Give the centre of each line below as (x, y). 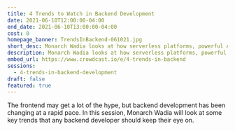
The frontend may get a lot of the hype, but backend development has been (116, 105)
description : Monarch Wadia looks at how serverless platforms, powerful (117, 53)
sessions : (22, 66)
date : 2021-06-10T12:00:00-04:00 (56, 20)
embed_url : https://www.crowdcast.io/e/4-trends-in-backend (97, 60)
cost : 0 (19, 33)
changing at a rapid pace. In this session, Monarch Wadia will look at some (115, 113)
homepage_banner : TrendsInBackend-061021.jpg (74, 40)
